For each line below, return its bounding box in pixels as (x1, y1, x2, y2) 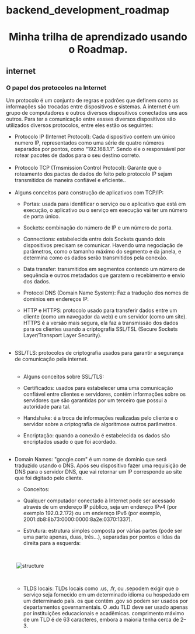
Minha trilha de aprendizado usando (8, 30, 188, 44)
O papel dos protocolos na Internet (6, 83, 107, 91)
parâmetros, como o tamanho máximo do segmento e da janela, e (23, 248, 182, 255)
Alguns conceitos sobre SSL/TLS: (23, 373, 104, 381)
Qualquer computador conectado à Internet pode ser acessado (23, 497, 176, 504)
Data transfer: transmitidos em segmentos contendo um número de (23, 266, 186, 273)
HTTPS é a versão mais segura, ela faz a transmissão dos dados (23, 320, 179, 327)
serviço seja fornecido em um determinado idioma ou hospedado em (23, 591, 190, 598)
